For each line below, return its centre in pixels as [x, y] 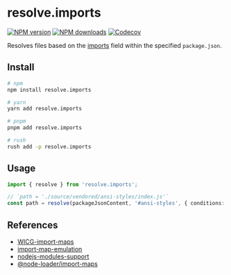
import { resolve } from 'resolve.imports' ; [72, 184]
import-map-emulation [50, 249]
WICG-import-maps [45, 242]
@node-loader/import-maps [58, 264]
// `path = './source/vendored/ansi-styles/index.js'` [88, 197]
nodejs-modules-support [53, 256]
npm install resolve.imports [49, 90]
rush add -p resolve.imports [49, 147]
